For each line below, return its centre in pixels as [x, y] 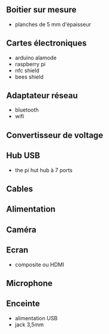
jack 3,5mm [29, 324]
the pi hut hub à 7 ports [44, 170]
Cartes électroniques [46, 43]
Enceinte [23, 304]
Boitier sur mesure [41, 10]
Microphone [29, 283]
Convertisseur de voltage [55, 135]
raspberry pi [30, 64]
